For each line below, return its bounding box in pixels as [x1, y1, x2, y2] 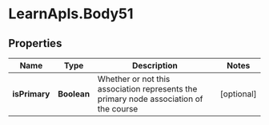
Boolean [57, 88, 90, 100]
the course [97, 104, 139, 114]
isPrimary [12, 88, 50, 100]
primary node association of [97, 93, 203, 104]
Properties [8, 37, 62, 50]
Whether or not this [97, 73, 171, 84]
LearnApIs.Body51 [8, 5, 134, 23]
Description [131, 61, 178, 71]
